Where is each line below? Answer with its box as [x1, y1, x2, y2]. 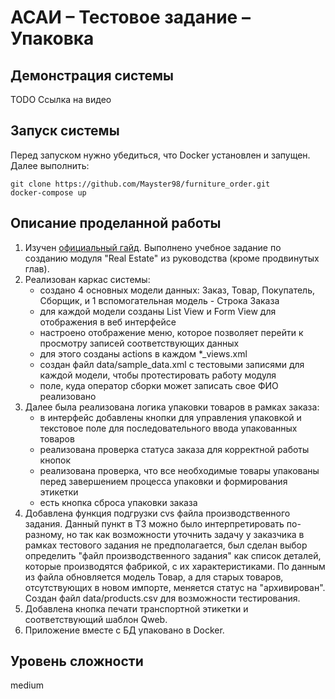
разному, [24, 528, 65, 540]
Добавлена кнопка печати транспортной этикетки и [24, 602, 249, 615]
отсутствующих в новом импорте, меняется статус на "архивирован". [24, 581, 326, 593]
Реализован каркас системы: [24, 273, 151, 285]
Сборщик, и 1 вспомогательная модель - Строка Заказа [39, 294, 280, 306]
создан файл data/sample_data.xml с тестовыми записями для [39, 358, 305, 370]
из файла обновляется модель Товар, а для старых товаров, [24, 571, 284, 583]
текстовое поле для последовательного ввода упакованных [39, 422, 298, 434]
